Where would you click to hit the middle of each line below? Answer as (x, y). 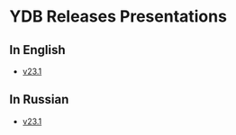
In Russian (39, 99)
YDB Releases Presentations (118, 17)
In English (37, 50)
